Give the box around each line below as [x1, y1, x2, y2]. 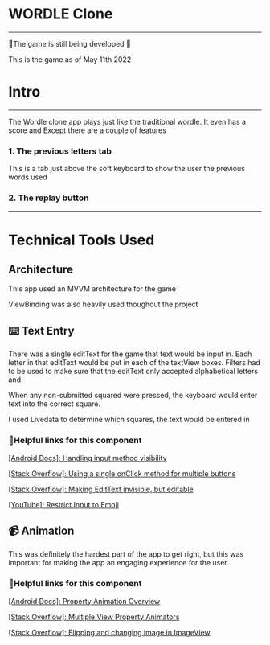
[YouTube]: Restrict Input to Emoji [8, 499, 119, 509]
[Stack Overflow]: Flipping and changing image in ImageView [8, 627, 211, 637]
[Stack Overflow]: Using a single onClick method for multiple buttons [8, 468, 236, 479]
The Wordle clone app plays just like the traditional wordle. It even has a [8, 117, 247, 126]
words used [8, 172, 47, 182]
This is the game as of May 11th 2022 [8, 54, 132, 64]
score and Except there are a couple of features [8, 125, 167, 135]
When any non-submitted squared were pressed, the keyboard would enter [8, 391, 258, 401]
